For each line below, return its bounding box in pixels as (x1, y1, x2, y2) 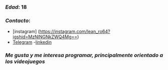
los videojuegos (5, 58, 45, 65)
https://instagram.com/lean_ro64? (39, 29, 110, 35)
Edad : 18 (5, 4, 27, 11)
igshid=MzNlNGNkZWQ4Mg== (12, 34, 78, 40)
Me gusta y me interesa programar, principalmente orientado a (5, 52, 163, 59)
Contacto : (5, 17, 31, 24)
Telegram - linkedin (12, 39, 52, 45)
